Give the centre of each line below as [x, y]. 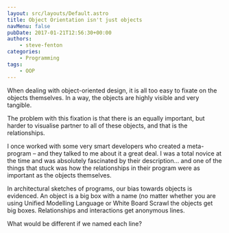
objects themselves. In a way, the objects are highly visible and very [103, 97]
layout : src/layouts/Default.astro [58, 13]
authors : [20, 39]
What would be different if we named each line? [75, 223]
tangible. [20, 105]
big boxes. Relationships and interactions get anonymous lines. [96, 210]
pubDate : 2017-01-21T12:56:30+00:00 [59, 33]
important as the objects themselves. [59, 175]
